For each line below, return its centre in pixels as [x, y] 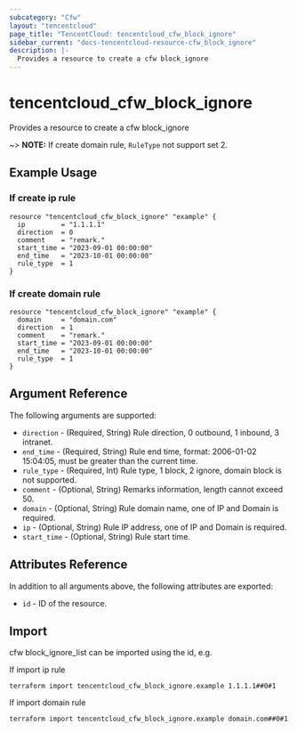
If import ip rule [37, 670]
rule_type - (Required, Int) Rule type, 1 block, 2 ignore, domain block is [152, 470]
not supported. [49, 480]
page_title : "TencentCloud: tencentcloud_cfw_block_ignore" [123, 34]
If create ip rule [43, 199]
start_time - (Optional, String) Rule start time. [106, 536]
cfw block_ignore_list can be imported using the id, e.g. [111, 653]
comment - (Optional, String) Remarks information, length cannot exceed [153, 489]
